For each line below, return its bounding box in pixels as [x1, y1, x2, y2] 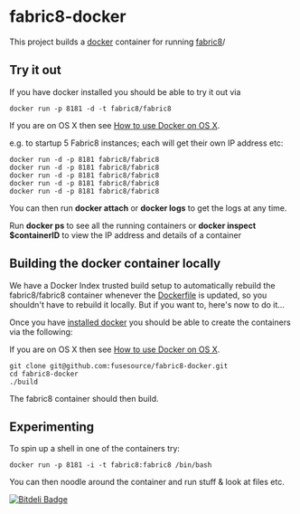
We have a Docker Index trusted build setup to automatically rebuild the [9, 280, 276, 290]
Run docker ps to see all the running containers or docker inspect [9, 220, 257, 231]
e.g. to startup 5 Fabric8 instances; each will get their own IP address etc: [9, 138, 284, 148]
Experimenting [9, 419, 95, 434]
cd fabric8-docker [9, 369, 79, 378]
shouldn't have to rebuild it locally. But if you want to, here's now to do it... [9, 299, 285, 309]
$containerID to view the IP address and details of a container [9, 229, 242, 241]
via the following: [9, 326, 73, 337]
